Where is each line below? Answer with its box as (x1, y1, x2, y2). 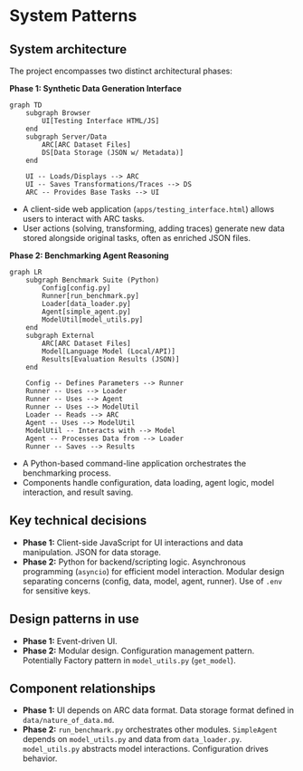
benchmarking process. (22, 467, 111, 478)
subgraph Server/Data (25, 132, 107, 141)
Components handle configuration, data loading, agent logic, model (22, 477, 274, 487)
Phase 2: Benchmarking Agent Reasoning (9, 250, 169, 261)
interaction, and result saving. (22, 487, 134, 497)
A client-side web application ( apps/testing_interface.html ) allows (22, 204, 275, 214)
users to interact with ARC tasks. (22, 214, 145, 224)
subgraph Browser (25, 109, 91, 118)
